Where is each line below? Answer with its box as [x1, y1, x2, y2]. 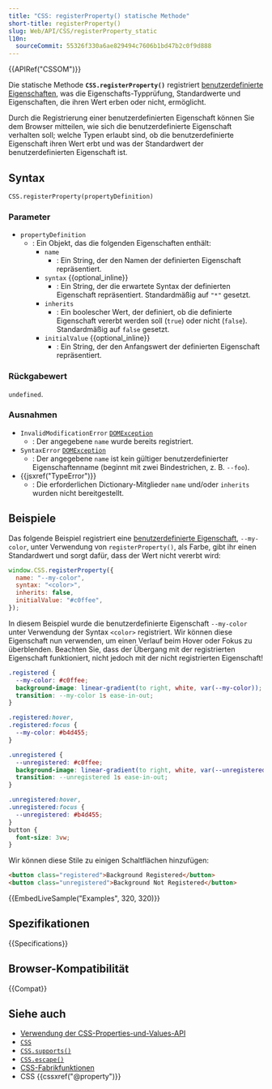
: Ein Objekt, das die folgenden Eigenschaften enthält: [32, 239, 212, 248]
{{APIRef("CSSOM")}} [8, 64, 82, 74]
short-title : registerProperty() [8, 19, 121, 28]
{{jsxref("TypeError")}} [19, 471, 97, 480]
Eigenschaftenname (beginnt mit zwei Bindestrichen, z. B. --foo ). [32, 462, 250, 471]
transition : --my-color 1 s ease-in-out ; [15, 691, 154, 699]
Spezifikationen [8, 917, 91, 931]
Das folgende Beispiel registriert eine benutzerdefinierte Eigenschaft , [8, 533, 239, 543]
